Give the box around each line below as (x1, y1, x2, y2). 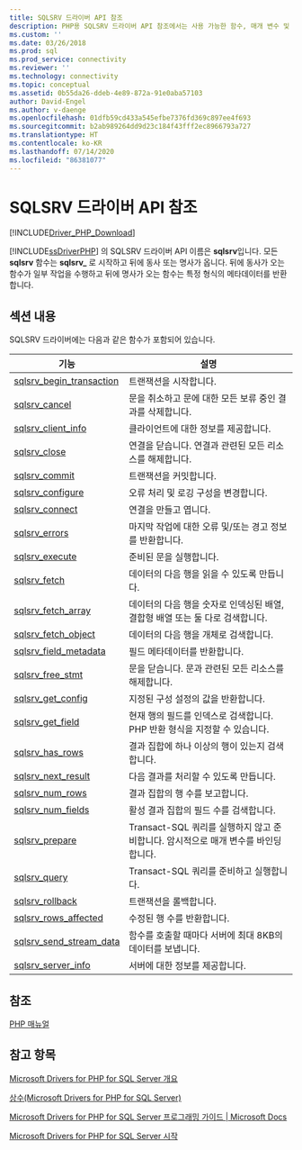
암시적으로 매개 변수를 (165, 835, 254, 847)
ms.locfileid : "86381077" (9, 155, 106, 165)
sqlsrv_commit (13, 469, 75, 482)
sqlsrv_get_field (13, 716, 80, 729)
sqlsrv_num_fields (13, 803, 90, 816)
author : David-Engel (9, 96, 87, 106)
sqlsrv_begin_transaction (13, 375, 120, 387)
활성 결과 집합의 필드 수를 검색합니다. (129, 804, 276, 817)
